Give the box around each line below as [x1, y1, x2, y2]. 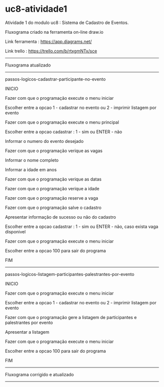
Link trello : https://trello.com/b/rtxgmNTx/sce [5, 48, 98, 54]
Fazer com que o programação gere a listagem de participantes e [5, 314, 137, 320]
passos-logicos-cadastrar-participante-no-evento [5, 76, 106, 82]
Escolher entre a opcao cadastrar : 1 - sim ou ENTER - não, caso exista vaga [5, 224, 159, 229]
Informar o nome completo [5, 157, 59, 163]
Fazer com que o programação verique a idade [5, 185, 100, 191]
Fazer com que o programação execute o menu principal [5, 119, 120, 125]
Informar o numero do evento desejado [5, 138, 84, 144]
